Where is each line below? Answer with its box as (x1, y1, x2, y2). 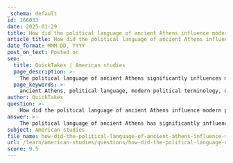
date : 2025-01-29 (7, 23, 58, 30)
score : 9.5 (7, 146, 39, 153)
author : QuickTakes (7, 94, 64, 101)
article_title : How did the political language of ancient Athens (7, 36, 203, 43)
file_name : (7, 132, 39, 139)
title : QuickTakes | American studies (13, 62, 126, 69)
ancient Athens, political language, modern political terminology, (19, 87, 222, 94)
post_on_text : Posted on (7, 49, 79, 56)
